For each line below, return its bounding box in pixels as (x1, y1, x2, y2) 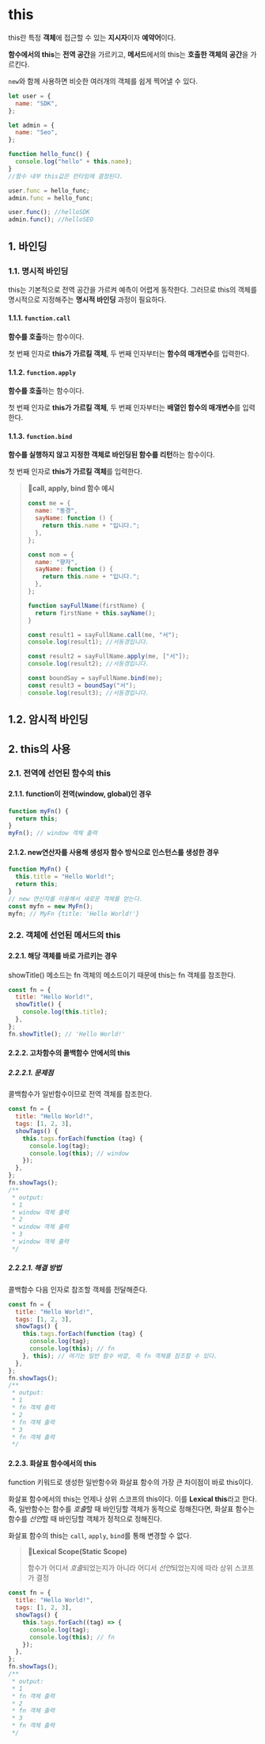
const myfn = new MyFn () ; (8, 902, 93, 910)
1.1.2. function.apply (8, 367, 77, 377)
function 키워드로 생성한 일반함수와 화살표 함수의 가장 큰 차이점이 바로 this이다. (8, 1478, 253, 1487)
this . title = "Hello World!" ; (15, 873, 115, 881)
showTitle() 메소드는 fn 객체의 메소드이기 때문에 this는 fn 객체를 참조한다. (8, 970, 236, 979)
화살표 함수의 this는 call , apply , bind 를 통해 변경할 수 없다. (8, 1531, 192, 1540)
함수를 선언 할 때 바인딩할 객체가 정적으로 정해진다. (8, 1514, 163, 1524)
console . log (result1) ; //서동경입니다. (27, 638, 150, 647)
